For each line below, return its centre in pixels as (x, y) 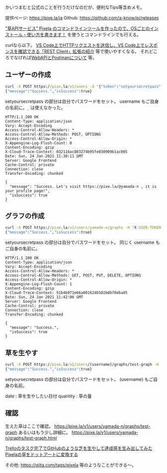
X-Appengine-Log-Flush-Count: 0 (39, 143)
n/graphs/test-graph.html (31, 438)
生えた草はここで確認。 (29, 426)
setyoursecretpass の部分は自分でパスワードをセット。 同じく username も (83, 242)
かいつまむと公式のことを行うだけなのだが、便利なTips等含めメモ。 (75, 7)
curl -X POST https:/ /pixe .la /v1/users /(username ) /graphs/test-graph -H (82, 364)
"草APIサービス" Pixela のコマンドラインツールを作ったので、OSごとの (78, 28)
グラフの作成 (25, 216)
